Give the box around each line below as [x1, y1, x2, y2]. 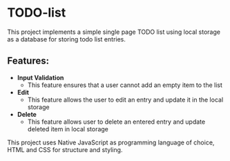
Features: [7, 55, 50, 67]
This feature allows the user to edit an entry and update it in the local [27, 95, 224, 104]
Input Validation [17, 73, 64, 82]
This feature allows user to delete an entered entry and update [27, 117, 206, 126]
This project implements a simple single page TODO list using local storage [7, 28, 221, 36]
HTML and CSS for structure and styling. [7, 145, 123, 153]
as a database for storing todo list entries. [7, 35, 126, 43]
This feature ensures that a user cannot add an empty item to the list [27, 81, 223, 89]
